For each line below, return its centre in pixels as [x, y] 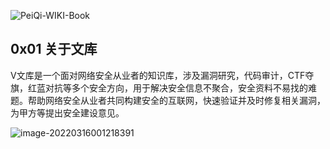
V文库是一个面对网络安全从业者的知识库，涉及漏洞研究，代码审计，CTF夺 [162, 75]
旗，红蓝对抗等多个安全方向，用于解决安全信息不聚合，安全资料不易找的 [159, 87]
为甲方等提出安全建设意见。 [67, 112]
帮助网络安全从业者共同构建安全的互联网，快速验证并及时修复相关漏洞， [176, 100]
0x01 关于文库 [54, 49]
